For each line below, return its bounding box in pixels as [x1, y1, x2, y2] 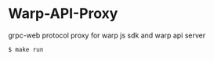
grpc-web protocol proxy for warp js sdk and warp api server [8, 30, 206, 40]
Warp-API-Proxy [8, 5, 118, 23]
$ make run [8, 45, 44, 53]
